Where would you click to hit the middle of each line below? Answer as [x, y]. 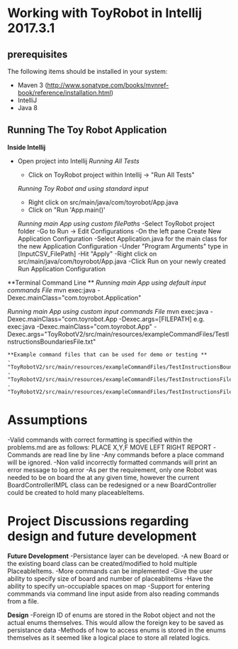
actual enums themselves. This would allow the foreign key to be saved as [116, 622]
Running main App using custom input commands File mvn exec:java [108, 311]
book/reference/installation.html [64, 93]
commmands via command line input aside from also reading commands [113, 594]
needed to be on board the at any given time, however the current [103, 477]
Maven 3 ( [32, 85]
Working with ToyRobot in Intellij [105, 13]
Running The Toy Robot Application [87, 130]
